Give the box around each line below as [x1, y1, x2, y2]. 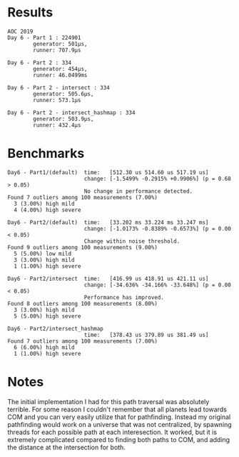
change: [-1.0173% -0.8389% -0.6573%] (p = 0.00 [83, 225, 232, 232]
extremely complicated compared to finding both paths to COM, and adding [7, 435, 230, 443]
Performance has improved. [83, 293, 164, 301]
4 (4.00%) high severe [14, 206, 81, 214]
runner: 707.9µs [33, 46, 81, 54]
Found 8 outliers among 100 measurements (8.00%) [7, 300, 158, 307]
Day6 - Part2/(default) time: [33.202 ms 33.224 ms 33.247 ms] [7, 219, 209, 226]
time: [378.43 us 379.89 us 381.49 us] [83, 331, 209, 338]
